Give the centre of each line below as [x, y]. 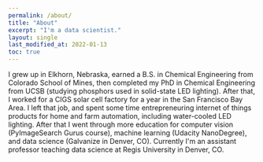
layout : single [33, 37]
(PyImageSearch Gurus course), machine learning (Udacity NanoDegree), [128, 133]
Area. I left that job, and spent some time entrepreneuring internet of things [130, 108]
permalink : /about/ [40, 15]
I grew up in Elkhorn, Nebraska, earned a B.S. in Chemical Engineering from [131, 74]
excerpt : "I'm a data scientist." [65, 30]
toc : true [24, 52]
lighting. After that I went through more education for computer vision [121, 124]
